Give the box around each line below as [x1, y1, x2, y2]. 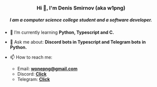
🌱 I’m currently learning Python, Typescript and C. [9, 29, 114, 35]
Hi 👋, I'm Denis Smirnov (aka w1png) [36, 4, 126, 11]
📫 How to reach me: [9, 54, 53, 60]
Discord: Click [17, 71, 47, 77]
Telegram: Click [17, 76, 50, 82]
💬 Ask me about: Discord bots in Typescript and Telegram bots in [9, 39, 146, 45]
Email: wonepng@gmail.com [17, 66, 78, 72]
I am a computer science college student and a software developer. [9, 17, 153, 23]
